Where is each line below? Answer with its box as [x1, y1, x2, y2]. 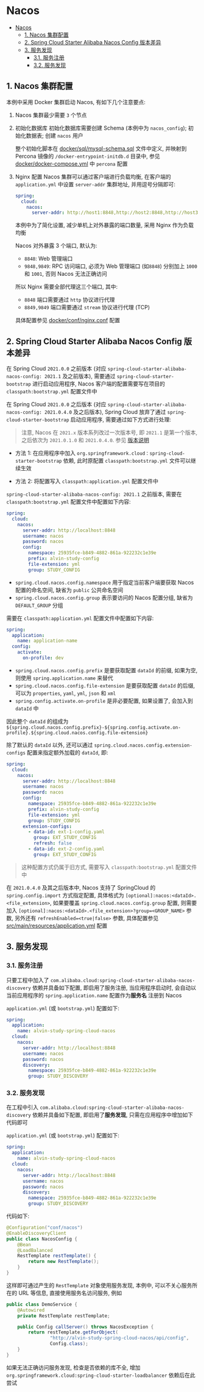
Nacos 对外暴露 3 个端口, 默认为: [15, 242, 97, 250]
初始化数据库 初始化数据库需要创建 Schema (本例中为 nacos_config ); [15, 124, 187, 132]
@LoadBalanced [17, 1247, 53, 1253]
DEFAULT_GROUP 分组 [15, 601, 63, 609]
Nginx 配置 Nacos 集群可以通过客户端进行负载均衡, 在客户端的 [15, 173, 172, 180]
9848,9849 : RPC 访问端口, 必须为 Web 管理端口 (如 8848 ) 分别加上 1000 [24, 262, 198, 270]
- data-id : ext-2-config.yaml [28, 846, 105, 852]
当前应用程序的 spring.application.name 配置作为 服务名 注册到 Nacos [6, 991, 182, 999]
